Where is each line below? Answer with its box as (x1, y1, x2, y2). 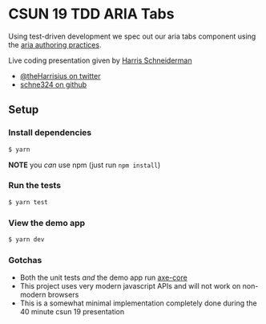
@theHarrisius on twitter (19, 71, 101, 80)
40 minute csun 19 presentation (19, 307, 125, 317)
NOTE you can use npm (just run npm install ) (8, 160, 161, 170)
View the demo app (8, 217, 86, 228)
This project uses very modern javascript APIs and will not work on (19, 281, 241, 291)
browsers (47, 290, 79, 300)
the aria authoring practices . (8, 39, 102, 49)
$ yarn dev (8, 235, 45, 244)
